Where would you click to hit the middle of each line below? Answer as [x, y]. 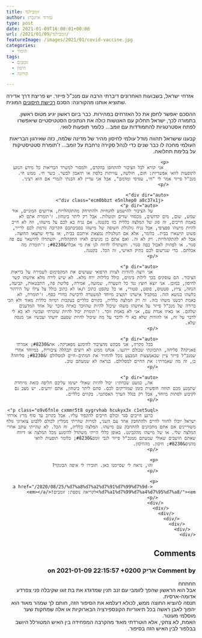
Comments [175, 553]
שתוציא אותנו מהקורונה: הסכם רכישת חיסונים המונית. [66, 103]
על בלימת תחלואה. [174, 151]
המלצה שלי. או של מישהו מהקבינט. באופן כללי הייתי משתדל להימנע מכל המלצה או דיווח [106, 433]
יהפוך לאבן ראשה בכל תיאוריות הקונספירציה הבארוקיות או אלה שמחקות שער [109, 609]
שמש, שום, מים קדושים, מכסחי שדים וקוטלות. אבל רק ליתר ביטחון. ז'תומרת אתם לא [107, 217]
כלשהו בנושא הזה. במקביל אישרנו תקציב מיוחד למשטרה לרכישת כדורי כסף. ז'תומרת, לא [106, 295]
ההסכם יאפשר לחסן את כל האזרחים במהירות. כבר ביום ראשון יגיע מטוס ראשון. [107, 114]
